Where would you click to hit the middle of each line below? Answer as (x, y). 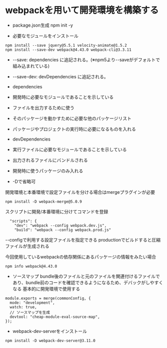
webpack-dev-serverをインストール (50, 331)
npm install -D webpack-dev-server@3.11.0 (50, 340)
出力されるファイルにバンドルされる (50, 160)
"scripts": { (23, 221)
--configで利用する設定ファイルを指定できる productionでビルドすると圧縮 (83, 240)
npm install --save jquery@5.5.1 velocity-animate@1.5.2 (66, 45)
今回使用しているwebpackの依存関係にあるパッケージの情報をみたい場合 (81, 257)
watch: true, (23, 307)
